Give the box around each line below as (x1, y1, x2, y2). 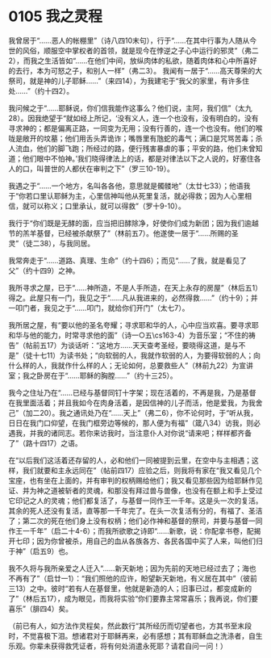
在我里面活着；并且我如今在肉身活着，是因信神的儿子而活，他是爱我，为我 (8, 397, 256, 408)
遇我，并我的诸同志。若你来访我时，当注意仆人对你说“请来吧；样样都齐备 (8, 428, 252, 438)
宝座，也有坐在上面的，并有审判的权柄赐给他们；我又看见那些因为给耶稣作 (8, 476, 256, 485)
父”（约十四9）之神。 (8, 266, 80, 275)
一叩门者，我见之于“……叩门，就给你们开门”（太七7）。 (8, 303, 190, 312)
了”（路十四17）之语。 (8, 438, 82, 448)
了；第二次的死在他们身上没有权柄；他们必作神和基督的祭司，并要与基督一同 (8, 516, 263, 526)
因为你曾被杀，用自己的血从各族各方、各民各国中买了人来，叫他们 (35, 536, 256, 546)
